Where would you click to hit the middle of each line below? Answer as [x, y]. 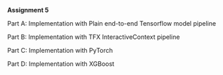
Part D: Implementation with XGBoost [61, 64]
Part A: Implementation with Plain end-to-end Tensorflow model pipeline [111, 23]
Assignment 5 [28, 10]
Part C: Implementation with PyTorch [60, 50]
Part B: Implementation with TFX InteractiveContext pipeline [94, 37]
